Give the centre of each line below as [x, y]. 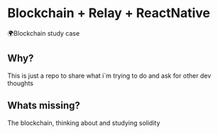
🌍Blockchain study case [44, 33]
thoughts [21, 83]
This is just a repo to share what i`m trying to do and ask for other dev [109, 76]
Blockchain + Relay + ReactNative [109, 13]
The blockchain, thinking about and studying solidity [84, 123]
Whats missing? [44, 106]
